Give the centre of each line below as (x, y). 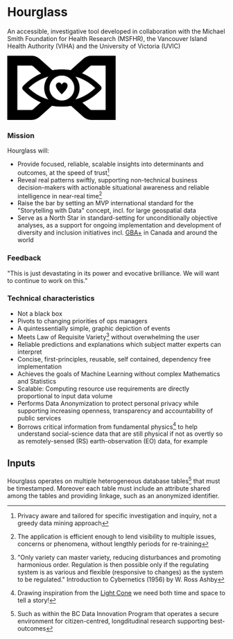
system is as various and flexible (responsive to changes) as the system (120, 572)
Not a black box (40, 314)
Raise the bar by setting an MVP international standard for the (105, 203)
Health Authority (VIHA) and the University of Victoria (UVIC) (94, 46)
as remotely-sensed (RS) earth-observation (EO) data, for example (112, 441)
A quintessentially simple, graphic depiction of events (94, 328)
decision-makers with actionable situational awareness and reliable (113, 187)
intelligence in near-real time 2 (60, 195)
